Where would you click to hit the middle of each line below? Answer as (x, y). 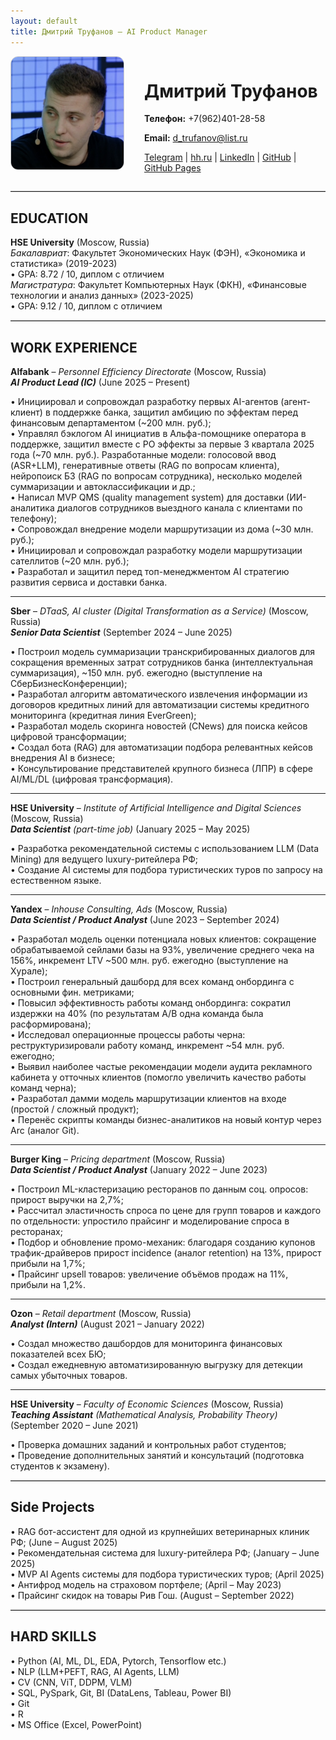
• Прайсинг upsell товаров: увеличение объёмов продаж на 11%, (149, 1274)
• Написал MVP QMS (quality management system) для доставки (147, 497)
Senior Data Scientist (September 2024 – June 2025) (121, 632)
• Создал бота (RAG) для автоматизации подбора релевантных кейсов (161, 747)
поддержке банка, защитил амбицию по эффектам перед (175, 412)
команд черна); (43, 1088)
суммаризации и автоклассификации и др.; (103, 487)
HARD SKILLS (53, 1636)
